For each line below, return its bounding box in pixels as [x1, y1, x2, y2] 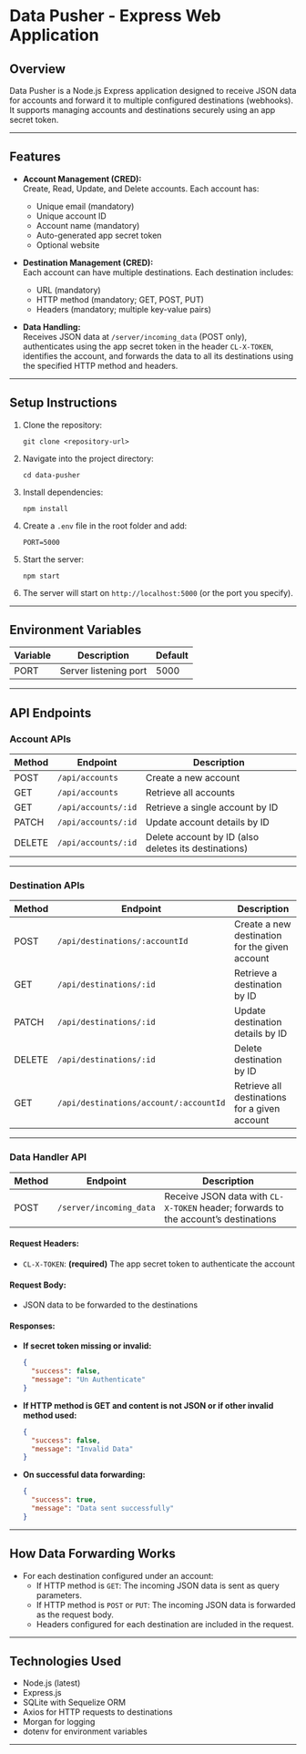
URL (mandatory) [36, 284, 102, 295]
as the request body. [36, 1609, 114, 1620]
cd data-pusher [22, 470, 81, 479]
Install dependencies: [22, 487, 104, 497]
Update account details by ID [145, 816, 270, 829]
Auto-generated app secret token [36, 230, 162, 241]
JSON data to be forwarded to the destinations [22, 1299, 199, 1310]
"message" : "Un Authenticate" [31, 1375, 146, 1385]
